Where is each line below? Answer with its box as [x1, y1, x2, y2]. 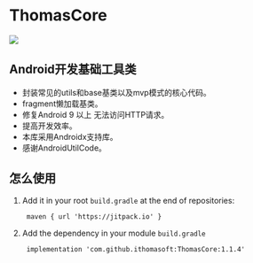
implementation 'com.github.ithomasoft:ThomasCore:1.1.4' [26, 244, 246, 253]
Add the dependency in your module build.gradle [21, 228, 206, 238]
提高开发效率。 [21, 120, 77, 131]
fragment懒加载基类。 [21, 98, 103, 109]
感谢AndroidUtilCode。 [21, 143, 107, 153]
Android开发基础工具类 [9, 62, 137, 77]
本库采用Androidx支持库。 [21, 131, 118, 142]
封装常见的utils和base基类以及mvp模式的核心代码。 [21, 87, 211, 97]
